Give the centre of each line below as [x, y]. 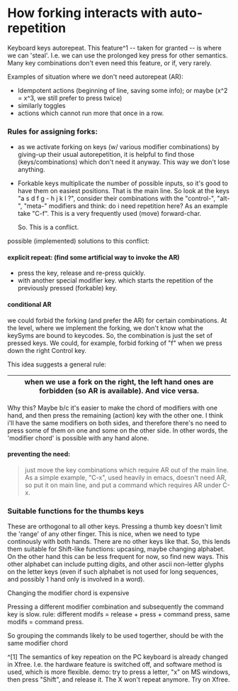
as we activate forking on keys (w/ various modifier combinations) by [118, 147]
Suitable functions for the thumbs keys [76, 511]
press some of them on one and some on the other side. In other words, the [118, 430]
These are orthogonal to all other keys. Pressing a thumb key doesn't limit [115, 526]
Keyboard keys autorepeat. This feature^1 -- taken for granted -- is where [114, 48]
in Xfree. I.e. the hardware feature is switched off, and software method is [115, 665]
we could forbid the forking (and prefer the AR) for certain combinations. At [117, 320]
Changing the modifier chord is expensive [68, 593]
